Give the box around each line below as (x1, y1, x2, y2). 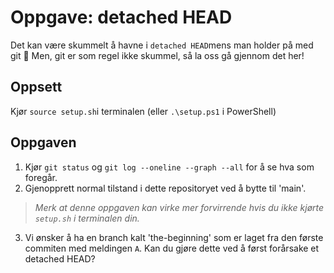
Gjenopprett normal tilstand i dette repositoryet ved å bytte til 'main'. (24, 182, 307, 194)
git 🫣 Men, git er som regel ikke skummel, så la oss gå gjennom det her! (10, 49, 305, 61)
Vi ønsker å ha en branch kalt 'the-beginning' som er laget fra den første (24, 231, 324, 243)
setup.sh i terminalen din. (34, 212, 140, 224)
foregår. (24, 171, 58, 183)
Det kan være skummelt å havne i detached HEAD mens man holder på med (10, 39, 314, 51)
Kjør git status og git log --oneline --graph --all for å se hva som (24, 161, 315, 173)
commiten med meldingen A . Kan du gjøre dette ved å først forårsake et (24, 242, 320, 254)
